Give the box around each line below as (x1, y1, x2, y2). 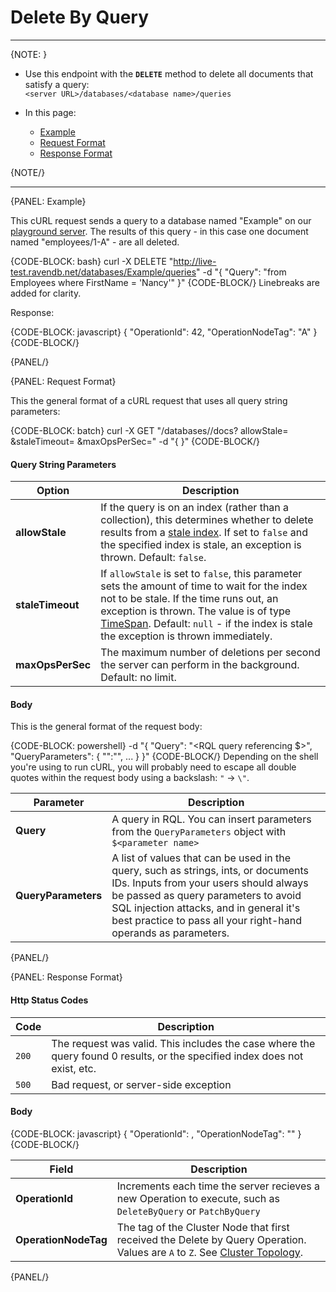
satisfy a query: (24, 78, 90, 90)
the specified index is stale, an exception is (100, 538, 302, 552)
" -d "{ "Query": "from (196, 266, 287, 278)
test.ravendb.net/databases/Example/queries (10, 266, 197, 278)
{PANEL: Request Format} (10, 375, 117, 387)
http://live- (173, 255, 217, 267)
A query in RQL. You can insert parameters (111, 812, 312, 826)
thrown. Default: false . (100, 551, 207, 565)
